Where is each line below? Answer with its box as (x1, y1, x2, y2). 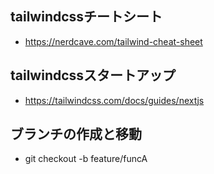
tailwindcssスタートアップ (10, 67, 177, 84)
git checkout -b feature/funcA (24, 153, 148, 165)
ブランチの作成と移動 (10, 126, 142, 143)
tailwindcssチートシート (10, 8, 163, 26)
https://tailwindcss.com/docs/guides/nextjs (24, 94, 205, 106)
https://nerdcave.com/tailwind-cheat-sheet (24, 35, 203, 47)
